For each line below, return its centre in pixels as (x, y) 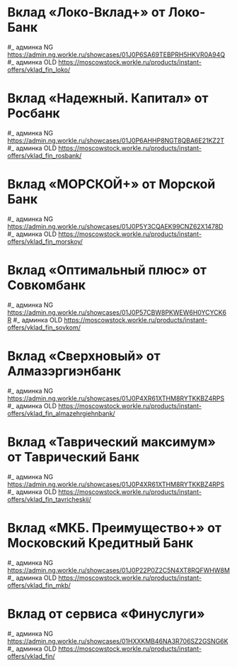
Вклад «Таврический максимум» (112, 442)
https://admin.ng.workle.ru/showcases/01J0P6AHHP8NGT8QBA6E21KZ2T (116, 140)
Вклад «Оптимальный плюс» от (107, 270)
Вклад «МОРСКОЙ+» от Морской (111, 184)
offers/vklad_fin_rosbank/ (45, 155)
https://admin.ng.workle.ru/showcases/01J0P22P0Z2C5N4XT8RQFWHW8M (118, 570)
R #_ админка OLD (35, 320)
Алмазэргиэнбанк (64, 371)
